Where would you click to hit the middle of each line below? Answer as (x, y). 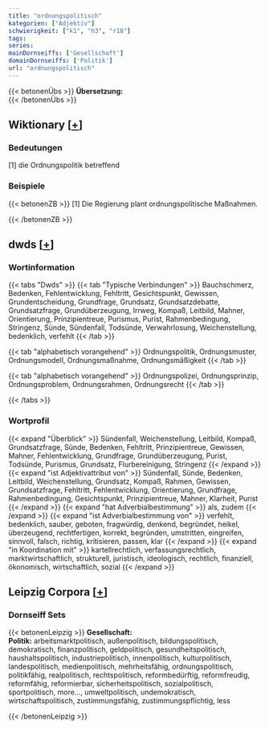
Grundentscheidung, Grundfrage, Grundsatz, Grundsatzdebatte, (114, 302)
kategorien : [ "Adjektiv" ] (51, 23)
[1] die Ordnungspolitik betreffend (64, 165)
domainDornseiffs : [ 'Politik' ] (61, 61)
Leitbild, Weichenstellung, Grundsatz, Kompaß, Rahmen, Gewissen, (120, 481)
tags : (17, 38)
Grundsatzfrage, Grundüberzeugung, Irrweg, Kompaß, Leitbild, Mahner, (127, 311)
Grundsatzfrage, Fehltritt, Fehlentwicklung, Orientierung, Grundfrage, (123, 490)
